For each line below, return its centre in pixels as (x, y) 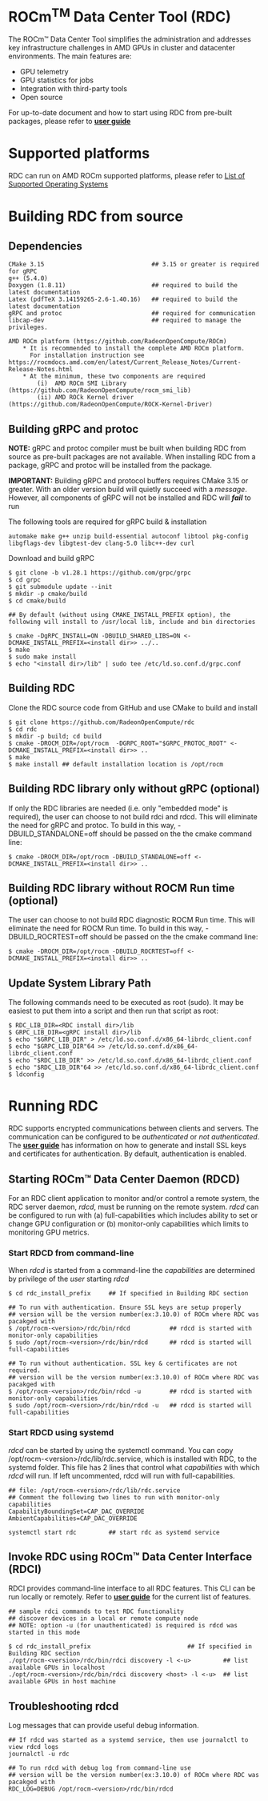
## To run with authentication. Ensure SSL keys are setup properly (125, 1308)
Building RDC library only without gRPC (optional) (134, 789)
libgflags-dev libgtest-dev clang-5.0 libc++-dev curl (102, 544)
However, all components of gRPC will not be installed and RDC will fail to (130, 498)
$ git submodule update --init (60, 587)
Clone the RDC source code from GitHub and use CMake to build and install (133, 707)
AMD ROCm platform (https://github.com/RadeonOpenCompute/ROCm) (118, 342)
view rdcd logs (34, 1747)
